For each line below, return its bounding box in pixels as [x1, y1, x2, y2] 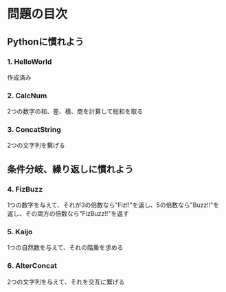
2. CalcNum [7, 91, 47, 100]
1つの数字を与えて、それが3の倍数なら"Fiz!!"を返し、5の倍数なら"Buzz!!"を [7, 201, 220, 210]
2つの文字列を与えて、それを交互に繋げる [7, 278, 125, 286]
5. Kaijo [7, 227, 33, 237]
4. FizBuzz [7, 184, 43, 194]
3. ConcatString [7, 125, 62, 135]
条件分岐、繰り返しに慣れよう [7, 163, 134, 175]
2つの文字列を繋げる [7, 142, 65, 150]
